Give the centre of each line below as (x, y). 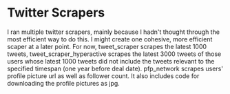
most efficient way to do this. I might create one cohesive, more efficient (110, 39)
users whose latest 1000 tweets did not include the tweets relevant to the (111, 61)
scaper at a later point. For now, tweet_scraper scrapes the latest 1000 (107, 46)
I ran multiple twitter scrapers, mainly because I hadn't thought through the (114, 32)
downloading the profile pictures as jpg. (64, 83)
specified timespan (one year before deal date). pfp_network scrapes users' (115, 68)
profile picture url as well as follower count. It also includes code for (103, 76)
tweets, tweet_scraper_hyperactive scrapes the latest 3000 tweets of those (114, 54)
